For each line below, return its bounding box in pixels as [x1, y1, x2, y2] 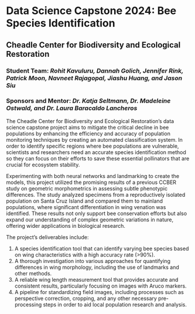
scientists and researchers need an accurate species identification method [6, 148, 186, 156]
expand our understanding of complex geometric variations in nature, [6, 216, 174, 223]
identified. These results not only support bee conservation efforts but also [6, 210, 187, 217]
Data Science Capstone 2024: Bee [6, 4, 177, 18]
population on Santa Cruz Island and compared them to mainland [6, 197, 163, 204]
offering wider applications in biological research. [6, 222, 126, 229]
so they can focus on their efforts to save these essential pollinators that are [6, 155, 190, 162]
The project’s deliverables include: [6, 233, 89, 241]
